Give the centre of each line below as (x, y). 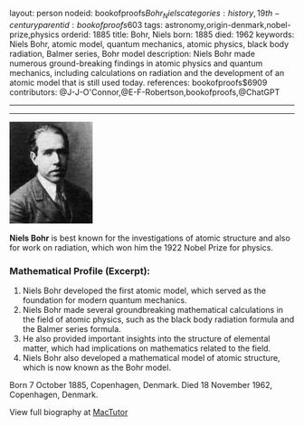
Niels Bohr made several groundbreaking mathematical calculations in (152, 310)
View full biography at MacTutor (69, 412)
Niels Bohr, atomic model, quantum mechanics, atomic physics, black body (149, 43)
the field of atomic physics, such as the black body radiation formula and (158, 319)
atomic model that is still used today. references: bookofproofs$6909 (138, 82)
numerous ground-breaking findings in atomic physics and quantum (136, 63)
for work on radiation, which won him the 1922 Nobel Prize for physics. (142, 247)
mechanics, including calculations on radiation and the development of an (147, 72)
